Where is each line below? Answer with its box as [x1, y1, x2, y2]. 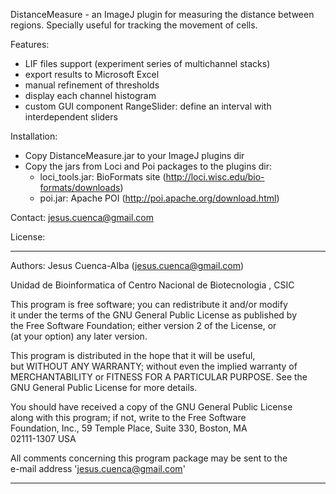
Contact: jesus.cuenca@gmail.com [10, 212, 155, 223]
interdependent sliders [24, 111, 118, 123]
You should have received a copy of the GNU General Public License [10, 401, 293, 413]
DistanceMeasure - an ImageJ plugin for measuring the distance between [10, 9, 315, 20]
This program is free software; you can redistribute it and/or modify [10, 299, 288, 310]
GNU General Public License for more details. [10, 382, 198, 393]
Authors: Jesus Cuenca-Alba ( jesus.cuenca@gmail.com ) [10, 260, 245, 271]
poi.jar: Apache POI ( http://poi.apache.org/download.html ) [39, 192, 280, 204]
